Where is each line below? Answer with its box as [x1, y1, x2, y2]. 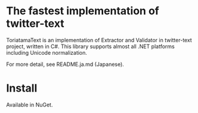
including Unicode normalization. [6, 49, 88, 56]
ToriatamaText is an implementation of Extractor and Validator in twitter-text [6, 36, 192, 43]
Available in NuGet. [6, 101, 53, 108]
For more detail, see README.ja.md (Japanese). [6, 61, 124, 68]
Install [6, 81, 38, 95]
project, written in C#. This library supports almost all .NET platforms [6, 43, 175, 50]
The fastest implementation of [6, 4, 159, 18]
